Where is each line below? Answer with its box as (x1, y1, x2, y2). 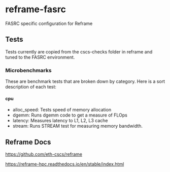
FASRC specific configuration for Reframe (5, 20, 93, 26)
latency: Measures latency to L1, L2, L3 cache (12, 118, 108, 124)
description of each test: (5, 84, 57, 90)
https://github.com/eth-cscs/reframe (5, 151, 83, 157)
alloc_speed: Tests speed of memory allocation (12, 107, 112, 113)
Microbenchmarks (5, 67, 52, 74)
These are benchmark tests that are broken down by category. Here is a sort (5, 78, 165, 84)
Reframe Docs (5, 137, 51, 146)
